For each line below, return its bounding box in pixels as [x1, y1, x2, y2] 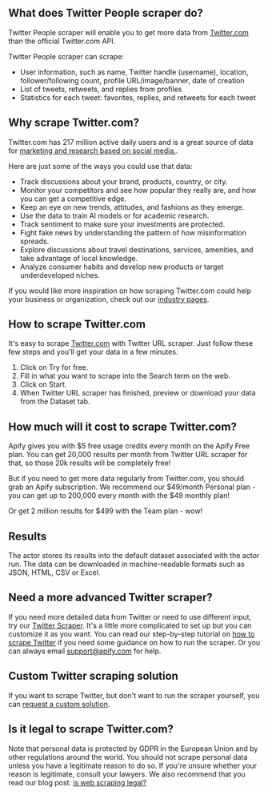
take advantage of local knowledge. [19, 253, 138, 263]
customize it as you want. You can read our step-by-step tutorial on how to [8, 628, 255, 639]
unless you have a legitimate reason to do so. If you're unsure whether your [8, 761, 258, 770]
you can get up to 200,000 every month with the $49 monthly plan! [8, 491, 230, 500]
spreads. [19, 236, 50, 246]
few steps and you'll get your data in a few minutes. [8, 347, 178, 357]
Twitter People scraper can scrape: [8, 51, 124, 61]
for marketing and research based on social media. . [8, 146, 178, 155]
